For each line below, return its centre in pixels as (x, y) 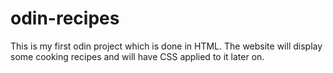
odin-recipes (65, 18)
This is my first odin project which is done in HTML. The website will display (166, 46)
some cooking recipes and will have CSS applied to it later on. (137, 56)
